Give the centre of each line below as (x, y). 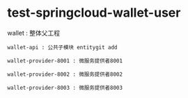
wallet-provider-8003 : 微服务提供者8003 (65, 88)
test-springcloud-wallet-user (94, 13)
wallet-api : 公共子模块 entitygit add (62, 47)
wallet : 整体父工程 (34, 33)
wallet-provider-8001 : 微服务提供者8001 (65, 60)
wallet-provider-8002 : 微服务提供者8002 (65, 74)
